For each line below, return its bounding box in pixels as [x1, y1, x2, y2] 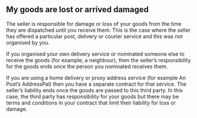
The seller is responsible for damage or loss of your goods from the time [6, 20, 182, 27]
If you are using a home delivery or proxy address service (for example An [6, 74, 186, 81]
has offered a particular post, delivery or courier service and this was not [6, 32, 183, 40]
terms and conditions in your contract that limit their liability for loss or [6, 99, 176, 106]
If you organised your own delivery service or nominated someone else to [6, 50, 185, 58]
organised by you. [6, 39, 50, 46]
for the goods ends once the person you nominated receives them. [6, 63, 168, 70]
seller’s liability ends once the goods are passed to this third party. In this [6, 86, 183, 93]
